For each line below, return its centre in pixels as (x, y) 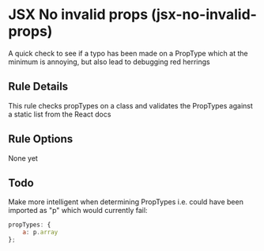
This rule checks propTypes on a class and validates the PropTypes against (130, 105)
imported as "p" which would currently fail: (78, 211)
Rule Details (38, 87)
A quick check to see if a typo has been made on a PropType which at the (128, 53)
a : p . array (40, 232)
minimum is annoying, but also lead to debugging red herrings (109, 62)
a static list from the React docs (60, 114)
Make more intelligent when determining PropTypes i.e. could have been (126, 202)
